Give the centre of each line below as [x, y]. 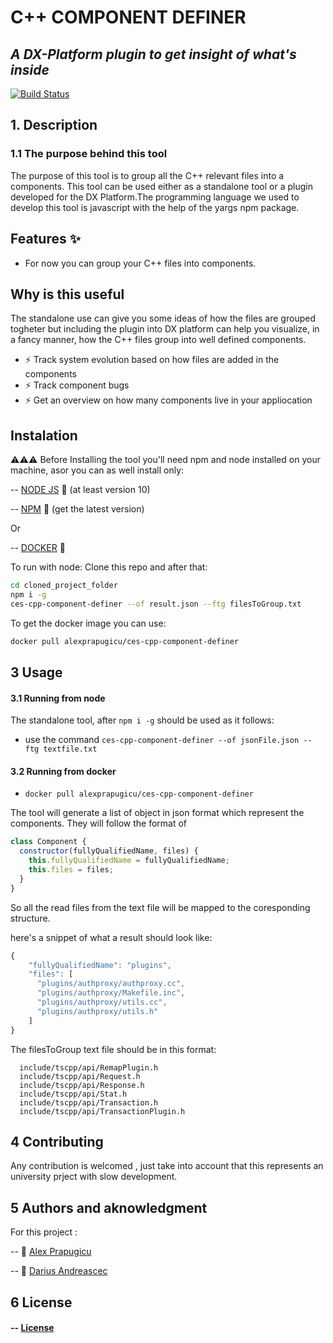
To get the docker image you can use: [88, 623]
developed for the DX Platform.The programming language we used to [155, 197]
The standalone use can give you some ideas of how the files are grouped [163, 318]
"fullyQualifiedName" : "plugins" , [100, 965]
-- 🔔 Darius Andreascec [59, 1271]
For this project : [44, 1232]
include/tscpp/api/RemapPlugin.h [89, 1067]
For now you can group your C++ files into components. [140, 263]
